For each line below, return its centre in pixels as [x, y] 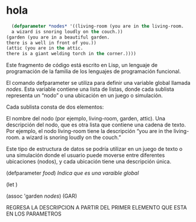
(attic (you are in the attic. [45, 48]
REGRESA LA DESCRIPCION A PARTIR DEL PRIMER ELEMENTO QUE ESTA [97, 208]
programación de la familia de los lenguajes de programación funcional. [94, 71]
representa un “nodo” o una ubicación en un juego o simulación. [84, 96]
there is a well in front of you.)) [51, 43]
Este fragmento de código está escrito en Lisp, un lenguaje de [82, 65]
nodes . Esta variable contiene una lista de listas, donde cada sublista [90, 89]
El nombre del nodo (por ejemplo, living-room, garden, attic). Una [86, 119]
